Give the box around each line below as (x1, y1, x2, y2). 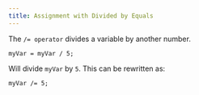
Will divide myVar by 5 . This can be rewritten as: (8, 64, 166, 73)
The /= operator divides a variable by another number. (8, 34, 192, 43)
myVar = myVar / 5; (8, 49, 74, 57)
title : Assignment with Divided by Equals (8, 11, 154, 20)
